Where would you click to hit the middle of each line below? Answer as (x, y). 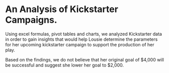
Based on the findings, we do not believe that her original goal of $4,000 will (84, 59)
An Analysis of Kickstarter (62, 9)
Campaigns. (31, 20)
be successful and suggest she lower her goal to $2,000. (65, 65)
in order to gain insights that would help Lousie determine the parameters (81, 39)
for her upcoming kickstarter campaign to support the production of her (80, 44)
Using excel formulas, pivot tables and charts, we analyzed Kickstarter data (84, 34)
